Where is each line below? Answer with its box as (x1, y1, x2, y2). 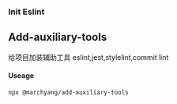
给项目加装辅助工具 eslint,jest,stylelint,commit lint (8, 52, 169, 61)
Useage (8, 71, 34, 80)
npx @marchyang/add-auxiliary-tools (8, 88, 129, 96)
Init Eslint (8, 6, 45, 17)
